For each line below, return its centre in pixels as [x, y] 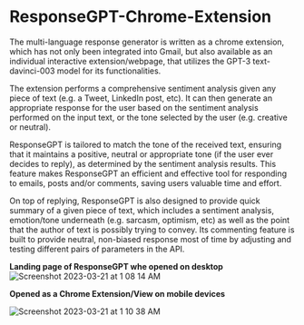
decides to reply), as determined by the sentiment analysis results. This [143, 163]
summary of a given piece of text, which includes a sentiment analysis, [142, 210]
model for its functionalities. [109, 71]
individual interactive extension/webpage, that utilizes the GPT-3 [130, 61]
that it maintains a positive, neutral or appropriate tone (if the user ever [142, 154]
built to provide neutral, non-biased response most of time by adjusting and [151, 239]
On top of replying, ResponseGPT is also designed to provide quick [135, 201]
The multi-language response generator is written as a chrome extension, [147, 42]
